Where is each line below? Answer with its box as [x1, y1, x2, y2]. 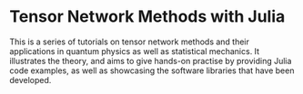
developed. [9, 74, 52, 85]
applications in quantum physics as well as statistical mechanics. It [9, 45, 260, 56]
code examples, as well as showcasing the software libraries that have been [9, 65, 295, 76]
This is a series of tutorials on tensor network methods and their [9, 36, 250, 47]
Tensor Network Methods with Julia [9, 6, 286, 27]
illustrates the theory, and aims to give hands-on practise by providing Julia [9, 55, 292, 66]
